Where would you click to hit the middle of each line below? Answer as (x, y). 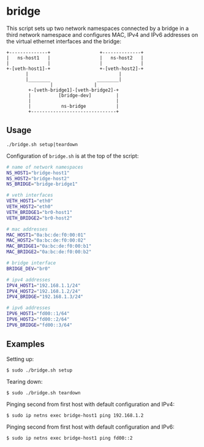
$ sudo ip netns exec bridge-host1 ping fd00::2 (70, 438)
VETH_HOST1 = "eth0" (30, 201)
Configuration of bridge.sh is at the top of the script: (73, 156)
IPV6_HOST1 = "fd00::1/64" (38, 314)
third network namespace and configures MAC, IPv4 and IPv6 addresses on (102, 34)
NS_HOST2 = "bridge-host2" (38, 178)
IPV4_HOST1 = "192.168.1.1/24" (43, 285)
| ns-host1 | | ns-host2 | (75, 58)
